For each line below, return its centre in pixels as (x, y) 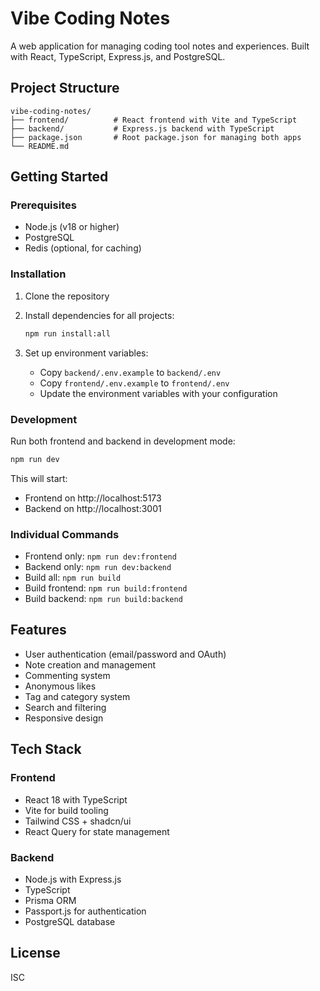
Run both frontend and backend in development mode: (123, 441)
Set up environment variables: (86, 353)
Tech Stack (46, 749)
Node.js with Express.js (73, 879)
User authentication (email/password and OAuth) (125, 654)
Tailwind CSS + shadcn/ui (78, 821)
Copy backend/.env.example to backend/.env (130, 372)
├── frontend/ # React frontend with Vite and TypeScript (154, 120)
